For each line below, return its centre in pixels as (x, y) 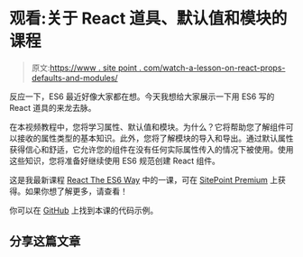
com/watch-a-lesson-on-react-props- (215, 68)
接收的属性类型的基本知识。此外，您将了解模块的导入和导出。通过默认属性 (155, 138)
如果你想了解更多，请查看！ (76, 191)
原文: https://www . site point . (87, 68)
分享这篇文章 (45, 241)
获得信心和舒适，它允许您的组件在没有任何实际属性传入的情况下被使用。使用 (151, 149)
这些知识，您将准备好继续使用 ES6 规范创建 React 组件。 (115, 161)
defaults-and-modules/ (75, 78)
